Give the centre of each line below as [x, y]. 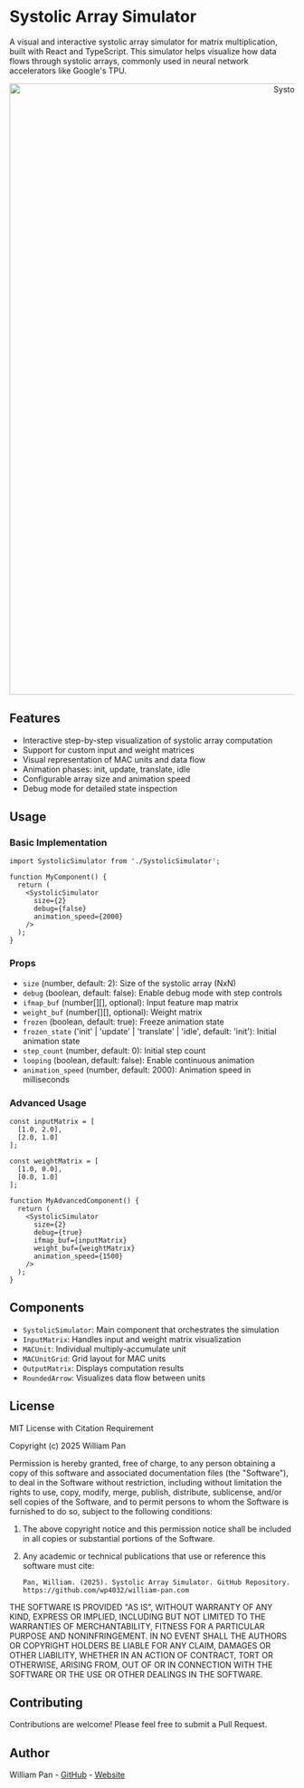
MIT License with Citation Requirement [81, 1428]
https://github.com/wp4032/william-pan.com [106, 1590]
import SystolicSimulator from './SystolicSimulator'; [115, 861]
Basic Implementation [58, 842]
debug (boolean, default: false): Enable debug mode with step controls [152, 993]
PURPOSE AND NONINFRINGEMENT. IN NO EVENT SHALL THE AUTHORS [148, 1636]
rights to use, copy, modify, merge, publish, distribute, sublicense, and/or [146, 1492]
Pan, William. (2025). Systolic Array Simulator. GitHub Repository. [157, 1582]
